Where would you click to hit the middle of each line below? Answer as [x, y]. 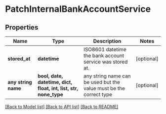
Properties [22, 27]
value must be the [104, 88]
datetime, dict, [55, 82]
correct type [98, 95]
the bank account [104, 56]
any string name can [107, 76]
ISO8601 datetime [105, 49]
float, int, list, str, [58, 88]
